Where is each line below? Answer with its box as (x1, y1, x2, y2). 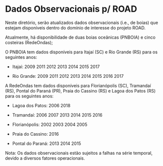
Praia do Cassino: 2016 (12, 131, 59, 137)
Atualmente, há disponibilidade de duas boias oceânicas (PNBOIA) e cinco (5, 34, 156, 40)
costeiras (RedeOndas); (5, 39, 53, 45)
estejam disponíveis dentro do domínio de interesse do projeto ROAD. (5, 24, 146, 30)
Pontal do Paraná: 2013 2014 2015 (12, 141, 81, 146)
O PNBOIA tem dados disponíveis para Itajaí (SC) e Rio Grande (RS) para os (5, 49, 158, 55)
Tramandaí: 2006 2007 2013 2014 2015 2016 (12, 112, 103, 118)
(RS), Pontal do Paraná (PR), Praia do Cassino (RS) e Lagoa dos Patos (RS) (5, 88, 156, 94)
